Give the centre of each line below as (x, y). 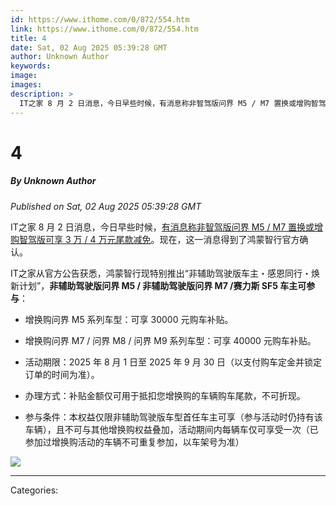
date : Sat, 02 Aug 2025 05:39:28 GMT (89, 47)
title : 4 (28, 38)
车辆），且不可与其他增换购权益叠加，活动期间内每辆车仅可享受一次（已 (171, 429)
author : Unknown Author (60, 57)
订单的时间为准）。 (62, 374)
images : (26, 85)
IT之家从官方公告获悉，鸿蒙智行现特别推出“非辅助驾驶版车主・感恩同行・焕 (165, 273)
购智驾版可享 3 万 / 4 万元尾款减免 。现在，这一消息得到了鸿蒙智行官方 (155, 239)
